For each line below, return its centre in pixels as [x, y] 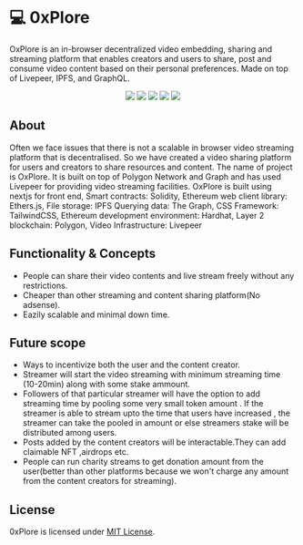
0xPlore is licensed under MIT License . [82, 532]
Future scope [48, 343]
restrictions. [45, 285]
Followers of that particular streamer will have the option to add [141, 394]
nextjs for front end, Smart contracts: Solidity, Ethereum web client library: [149, 196]
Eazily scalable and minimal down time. [96, 314]
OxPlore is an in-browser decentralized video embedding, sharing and [141, 49]
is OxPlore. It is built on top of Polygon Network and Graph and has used [146, 176]
